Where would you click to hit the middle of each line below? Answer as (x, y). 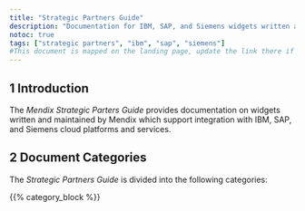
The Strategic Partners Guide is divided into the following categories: (138, 179)
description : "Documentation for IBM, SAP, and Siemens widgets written (150, 26)
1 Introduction (49, 88)
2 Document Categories (78, 158)
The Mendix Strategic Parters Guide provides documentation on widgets (145, 110)
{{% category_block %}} (55, 197)
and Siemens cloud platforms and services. (90, 129)
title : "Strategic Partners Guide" (77, 18)
